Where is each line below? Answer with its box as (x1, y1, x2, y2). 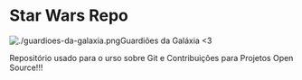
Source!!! (9, 62, 43, 73)
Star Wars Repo (9, 5, 128, 26)
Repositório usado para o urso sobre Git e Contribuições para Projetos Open (9, 52, 294, 63)
